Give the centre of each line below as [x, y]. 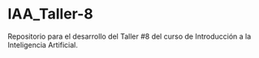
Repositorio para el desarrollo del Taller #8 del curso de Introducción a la [129, 36]
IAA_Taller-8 [51, 14]
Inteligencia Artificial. [43, 44]
